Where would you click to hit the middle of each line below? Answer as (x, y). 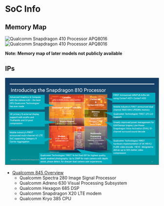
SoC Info (23, 9)
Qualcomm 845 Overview (38, 172)
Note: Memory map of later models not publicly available (64, 53)
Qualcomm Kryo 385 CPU (45, 198)
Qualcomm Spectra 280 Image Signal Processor (68, 178)
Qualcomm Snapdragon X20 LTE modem (60, 193)
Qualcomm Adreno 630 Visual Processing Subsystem (73, 183)
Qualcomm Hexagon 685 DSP (49, 188)
